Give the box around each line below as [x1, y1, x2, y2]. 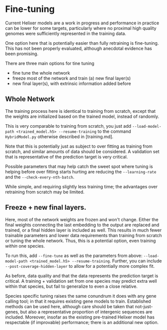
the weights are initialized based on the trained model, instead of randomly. [5, 113, 160, 119]
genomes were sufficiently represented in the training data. [5, 30, 127, 36]
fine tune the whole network [12, 70, 71, 76]
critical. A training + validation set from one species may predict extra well [5, 278, 158, 284]
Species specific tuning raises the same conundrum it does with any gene [5, 293, 157, 299]
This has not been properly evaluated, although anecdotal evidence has [5, 45, 153, 51]
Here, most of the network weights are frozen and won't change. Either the [5, 216, 159, 222]
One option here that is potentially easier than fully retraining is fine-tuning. [5, 40, 159, 46]
